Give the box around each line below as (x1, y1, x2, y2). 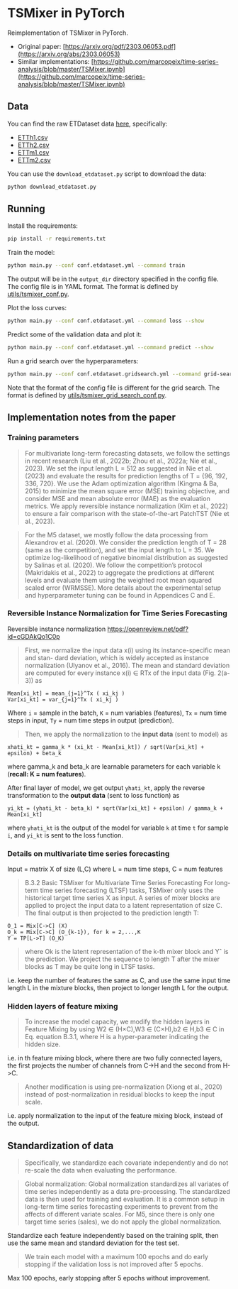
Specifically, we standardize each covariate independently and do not (24, 1158, 229, 1167)
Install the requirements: (7, 221, 78, 230)
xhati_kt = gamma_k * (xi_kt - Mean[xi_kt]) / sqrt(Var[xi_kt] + (7, 743, 204, 750)
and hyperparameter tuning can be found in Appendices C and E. (24, 591, 215, 599)
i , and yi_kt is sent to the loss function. (7, 830, 124, 839)
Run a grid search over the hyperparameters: (7, 356, 139, 365)
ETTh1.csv (17, 133, 48, 141)
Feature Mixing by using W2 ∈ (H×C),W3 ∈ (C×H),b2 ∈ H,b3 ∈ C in (24, 1025, 225, 1033)
